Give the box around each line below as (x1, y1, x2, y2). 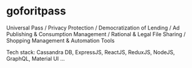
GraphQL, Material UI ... (6, 55, 65, 62)
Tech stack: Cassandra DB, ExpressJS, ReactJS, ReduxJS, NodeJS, (6, 48, 175, 55)
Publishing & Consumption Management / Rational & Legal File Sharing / (6, 30, 186, 37)
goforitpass (6, 4, 67, 18)
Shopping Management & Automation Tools (6, 37, 115, 44)
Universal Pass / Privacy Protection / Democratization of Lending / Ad (6, 24, 180, 31)
